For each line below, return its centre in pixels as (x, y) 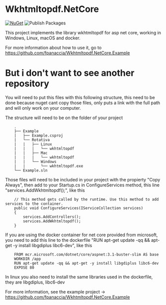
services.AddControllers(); (52, 217)
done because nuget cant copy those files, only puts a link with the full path (83, 103)
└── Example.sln (31, 170)
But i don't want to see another (70, 73)
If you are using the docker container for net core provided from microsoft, (82, 235)
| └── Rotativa (32, 140)
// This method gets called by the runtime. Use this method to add (86, 199)
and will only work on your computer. (43, 108)
